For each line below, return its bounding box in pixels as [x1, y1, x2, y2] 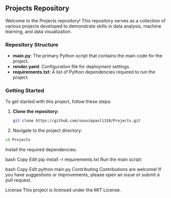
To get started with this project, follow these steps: [5, 99, 112, 105]
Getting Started [5, 87, 44, 94]
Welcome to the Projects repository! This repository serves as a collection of [5, 17, 166, 23]
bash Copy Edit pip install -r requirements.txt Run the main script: [5, 156, 142, 162]
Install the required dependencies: [5, 147, 77, 153]
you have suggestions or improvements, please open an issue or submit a [5, 172, 160, 178]
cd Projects [5, 137, 31, 143]
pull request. [5, 177, 32, 183]
